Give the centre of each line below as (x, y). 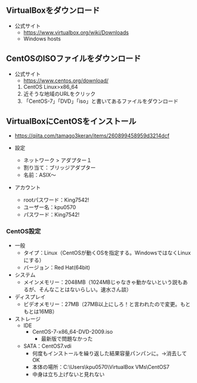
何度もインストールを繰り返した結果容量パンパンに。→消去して (109, 353)
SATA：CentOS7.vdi (47, 346)
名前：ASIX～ (40, 175)
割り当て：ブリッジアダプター (59, 168)
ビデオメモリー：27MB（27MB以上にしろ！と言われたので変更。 (102, 304)
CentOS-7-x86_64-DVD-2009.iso (72, 331)
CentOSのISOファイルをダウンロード (74, 58)
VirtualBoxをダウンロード (53, 11)
